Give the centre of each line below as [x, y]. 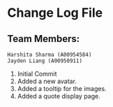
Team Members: [44, 39]
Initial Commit [37, 74]
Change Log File [55, 13]
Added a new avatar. [47, 81]
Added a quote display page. [59, 96]
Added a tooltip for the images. [62, 88]
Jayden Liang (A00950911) [45, 61]
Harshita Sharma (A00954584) [50, 55]
